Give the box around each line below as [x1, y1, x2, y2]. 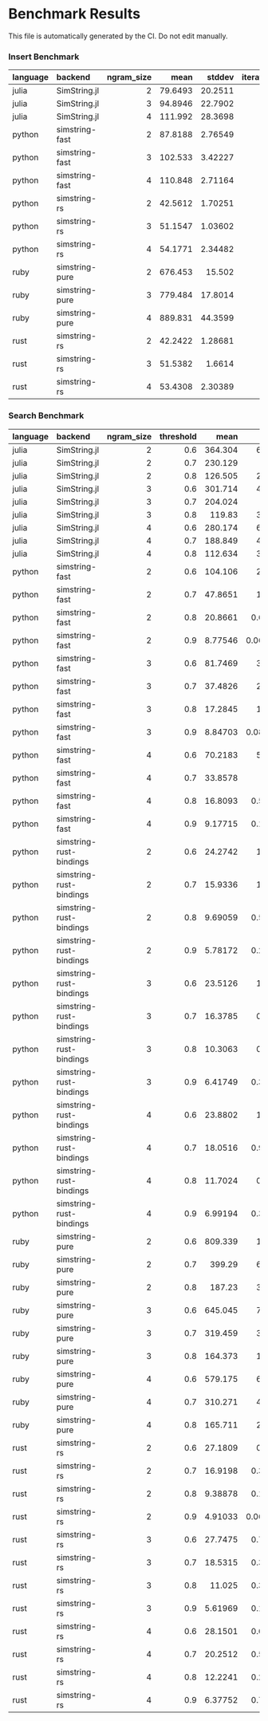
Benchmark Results [8, 5, 141, 23]
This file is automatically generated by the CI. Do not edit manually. [8, 31, 228, 41]
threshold [159, 431, 197, 442]
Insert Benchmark [8, 51, 80, 62]
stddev [207, 72, 235, 83]
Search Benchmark [8, 410, 85, 421]
